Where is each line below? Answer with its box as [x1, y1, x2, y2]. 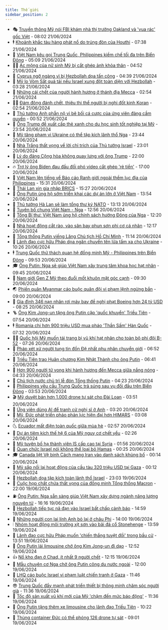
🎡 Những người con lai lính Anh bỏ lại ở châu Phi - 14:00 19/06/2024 [12, 516, 152, 522]
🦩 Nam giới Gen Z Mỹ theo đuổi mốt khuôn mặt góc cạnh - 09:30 [12, 275, 146, 281]
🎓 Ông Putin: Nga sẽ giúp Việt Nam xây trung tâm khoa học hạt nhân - [12, 262, 159, 269]
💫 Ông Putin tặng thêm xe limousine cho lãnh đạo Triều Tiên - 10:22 [12, 603, 151, 610]
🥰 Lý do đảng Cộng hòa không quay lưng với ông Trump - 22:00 [12, 153, 144, 159]
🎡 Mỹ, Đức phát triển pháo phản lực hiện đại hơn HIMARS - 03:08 [12, 412, 147, 418]
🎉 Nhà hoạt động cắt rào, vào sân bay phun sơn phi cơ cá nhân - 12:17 [12, 222, 157, 228]
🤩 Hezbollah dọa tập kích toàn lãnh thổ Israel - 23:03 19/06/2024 [12, 475, 146, 481]
